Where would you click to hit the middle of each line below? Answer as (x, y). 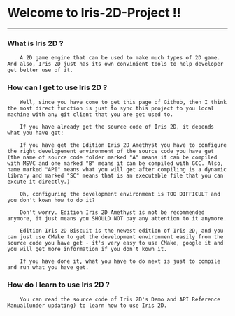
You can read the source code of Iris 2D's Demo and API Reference (120, 299)
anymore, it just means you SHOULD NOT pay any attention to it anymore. (117, 218)
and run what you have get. (48, 267)
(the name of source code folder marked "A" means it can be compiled (112, 157)
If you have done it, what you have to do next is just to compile (120, 261)
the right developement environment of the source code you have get (111, 151)
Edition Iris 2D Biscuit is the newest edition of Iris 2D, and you (122, 231)
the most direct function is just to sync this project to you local (111, 108)
